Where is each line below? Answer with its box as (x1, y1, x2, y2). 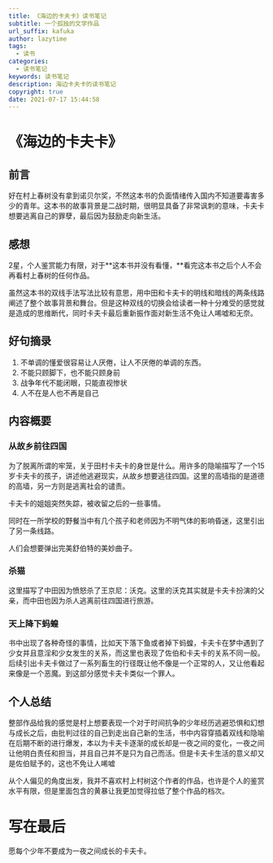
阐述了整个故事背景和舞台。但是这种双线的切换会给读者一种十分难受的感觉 (8, 298, 258, 308)
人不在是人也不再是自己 (19, 388, 99, 397)
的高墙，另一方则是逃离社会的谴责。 (8, 481, 130, 491)
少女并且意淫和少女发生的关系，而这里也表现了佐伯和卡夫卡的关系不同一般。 (8, 648, 265, 658)
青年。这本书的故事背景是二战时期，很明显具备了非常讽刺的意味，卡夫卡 (22, 201, 265, 211)
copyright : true (8, 87, 63, 96)
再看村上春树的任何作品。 (8, 270, 94, 281)
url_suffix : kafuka (8, 27, 75, 35)
